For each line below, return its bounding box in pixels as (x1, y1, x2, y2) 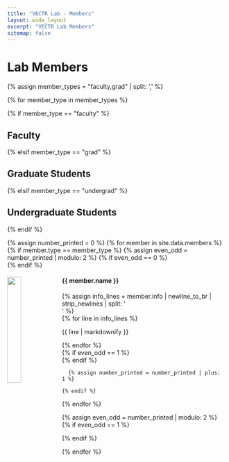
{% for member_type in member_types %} (7, 96, 128, 104)
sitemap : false (7, 29, 51, 37)
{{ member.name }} (62, 277, 119, 285)
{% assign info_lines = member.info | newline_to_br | (62, 292, 212, 300)
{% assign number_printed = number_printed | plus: (68, 369, 221, 376)
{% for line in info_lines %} (62, 314, 138, 322)
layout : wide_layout (7, 17, 67, 24)
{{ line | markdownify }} (62, 327, 129, 336)
